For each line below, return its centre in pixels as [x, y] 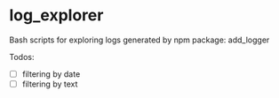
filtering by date [51, 74]
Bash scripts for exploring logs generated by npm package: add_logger [139, 40]
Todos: [22, 57]
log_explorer [56, 15]
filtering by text [50, 84]
